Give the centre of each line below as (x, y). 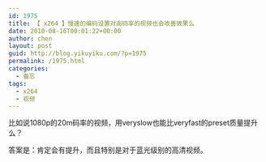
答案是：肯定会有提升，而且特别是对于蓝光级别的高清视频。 (108, 150)
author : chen (30, 38)
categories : (28, 69)
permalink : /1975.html (47, 62)
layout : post (30, 46)
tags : (17, 83)
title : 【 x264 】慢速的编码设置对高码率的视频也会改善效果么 (101, 23)
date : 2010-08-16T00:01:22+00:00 (65, 31)
